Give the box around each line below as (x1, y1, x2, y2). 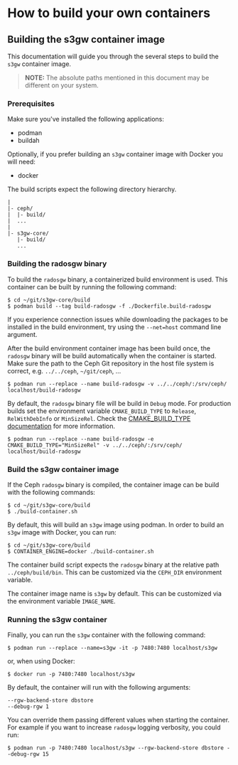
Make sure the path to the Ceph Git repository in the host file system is (7, 359, 215, 368)
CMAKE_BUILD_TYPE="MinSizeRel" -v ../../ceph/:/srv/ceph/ (7, 442, 183, 449)
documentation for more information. (7, 422, 116, 430)
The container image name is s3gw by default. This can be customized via (7, 589, 222, 598)
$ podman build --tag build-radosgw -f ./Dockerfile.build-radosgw (7, 302, 212, 310)
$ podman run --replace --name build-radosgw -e (7, 435, 154, 442)
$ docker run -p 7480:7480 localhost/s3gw (7, 670, 135, 678)
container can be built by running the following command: (7, 282, 177, 291)
